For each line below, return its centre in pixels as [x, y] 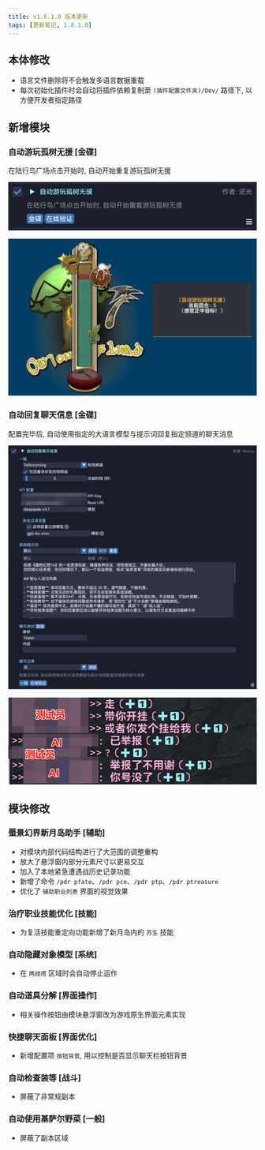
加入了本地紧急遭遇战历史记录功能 [75, 871]
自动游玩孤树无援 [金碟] [52, 152]
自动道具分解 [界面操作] [52, 996]
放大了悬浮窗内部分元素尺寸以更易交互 [82, 861]
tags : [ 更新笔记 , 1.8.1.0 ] [50, 25]
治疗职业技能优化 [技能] [52, 913]
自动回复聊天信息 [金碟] [52, 415]
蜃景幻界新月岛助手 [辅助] [57, 833]
